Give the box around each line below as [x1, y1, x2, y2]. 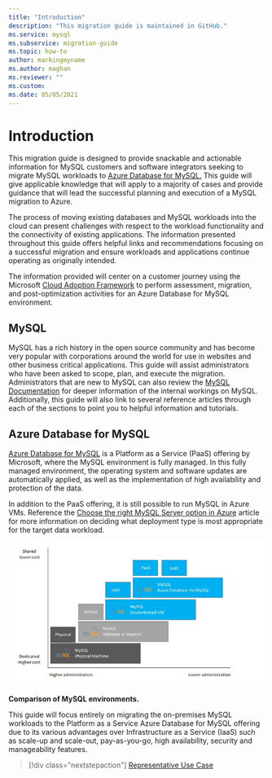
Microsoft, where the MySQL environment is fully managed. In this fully [8, 457, 247, 468]
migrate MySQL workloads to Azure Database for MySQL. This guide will [8, 171, 252, 181]
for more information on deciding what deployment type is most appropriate [8, 516, 263, 526]
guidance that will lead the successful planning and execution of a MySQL [8, 188, 257, 198]
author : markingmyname [8, 56, 86, 64]
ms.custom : [8, 81, 46, 90]
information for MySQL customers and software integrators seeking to [8, 162, 244, 172]
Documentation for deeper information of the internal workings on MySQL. [8, 386, 258, 396]
